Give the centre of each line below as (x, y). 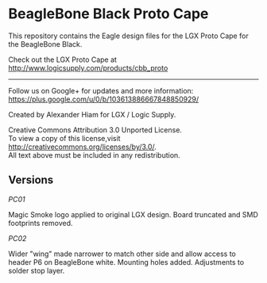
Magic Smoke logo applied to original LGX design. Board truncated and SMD (133, 214)
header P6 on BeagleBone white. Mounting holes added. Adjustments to (126, 262)
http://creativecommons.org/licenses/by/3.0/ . (83, 147)
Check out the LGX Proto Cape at (63, 59)
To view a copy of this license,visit (64, 138)
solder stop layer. (37, 270)
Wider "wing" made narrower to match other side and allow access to (122, 254)
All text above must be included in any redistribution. (94, 155)
